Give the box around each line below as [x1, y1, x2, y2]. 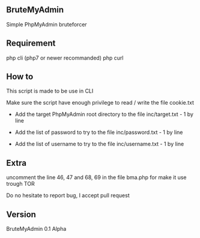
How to [6, 72, 34, 82]
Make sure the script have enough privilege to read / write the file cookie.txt [6, 99, 194, 106]
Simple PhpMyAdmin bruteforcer [6, 20, 87, 28]
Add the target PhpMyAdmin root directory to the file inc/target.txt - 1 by [14, 111, 194, 118]
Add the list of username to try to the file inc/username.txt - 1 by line [14, 141, 184, 148]
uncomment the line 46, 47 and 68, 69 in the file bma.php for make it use [6, 174, 187, 181]
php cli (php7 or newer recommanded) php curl [6, 54, 124, 61]
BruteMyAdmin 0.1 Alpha [6, 225, 67, 233]
